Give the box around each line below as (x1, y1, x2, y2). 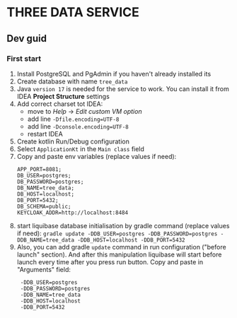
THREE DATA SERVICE (6, 4, 139, 20)
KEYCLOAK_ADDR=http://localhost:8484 (16, 209, 129, 216)
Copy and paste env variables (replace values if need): (16, 152, 177, 160)
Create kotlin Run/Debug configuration (16, 137, 130, 146)
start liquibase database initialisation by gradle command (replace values (16, 221, 230, 230)
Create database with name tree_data (16, 77, 128, 86)
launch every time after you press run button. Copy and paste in (16, 257, 203, 266)
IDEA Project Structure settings (16, 92, 110, 100)
